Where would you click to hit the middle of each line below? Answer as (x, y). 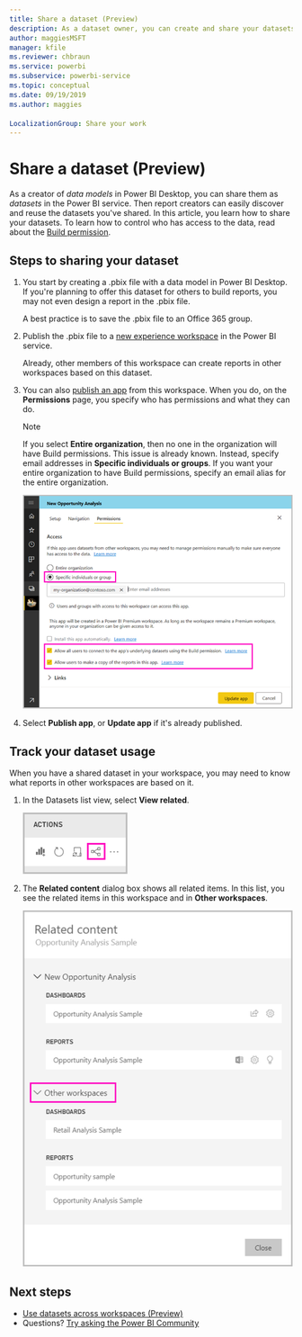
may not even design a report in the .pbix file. (106, 301)
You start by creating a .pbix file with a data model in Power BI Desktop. (155, 282)
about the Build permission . (60, 232)
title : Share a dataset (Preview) (74, 19)
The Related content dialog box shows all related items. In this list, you (153, 888)
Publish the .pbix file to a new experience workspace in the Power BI (149, 336)
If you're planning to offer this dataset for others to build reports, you (150, 292)
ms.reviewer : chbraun (50, 57)
